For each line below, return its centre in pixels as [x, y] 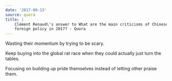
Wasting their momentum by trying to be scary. [55, 43]
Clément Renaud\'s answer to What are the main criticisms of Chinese [91, 24]
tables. [13, 59]
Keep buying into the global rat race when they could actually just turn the [83, 53]
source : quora [20, 15]
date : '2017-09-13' [26, 10]
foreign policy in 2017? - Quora [50, 29]
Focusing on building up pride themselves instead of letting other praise [81, 69]
